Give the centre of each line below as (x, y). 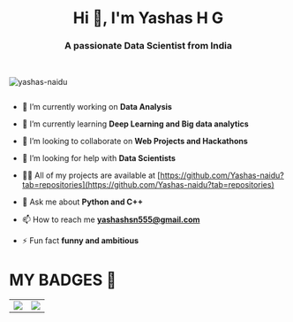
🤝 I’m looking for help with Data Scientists (99, 158)
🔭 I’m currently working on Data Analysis (97, 107)
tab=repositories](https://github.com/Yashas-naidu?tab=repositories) (148, 185)
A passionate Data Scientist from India (148, 46)
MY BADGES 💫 (63, 280)
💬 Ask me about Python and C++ (83, 202)
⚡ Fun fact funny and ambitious (80, 241)
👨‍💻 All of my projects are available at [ (91, 175)
